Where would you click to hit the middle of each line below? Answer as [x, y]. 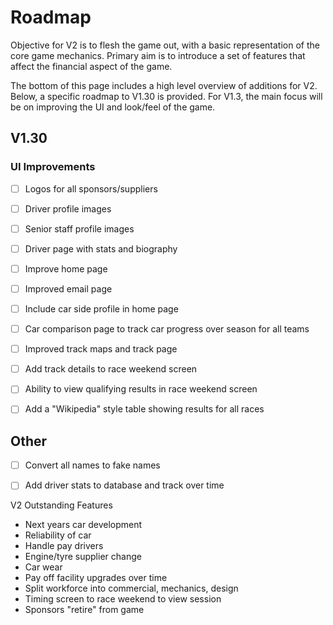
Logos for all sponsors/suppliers [91, 188]
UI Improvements [53, 167]
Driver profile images [68, 208]
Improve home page [66, 268]
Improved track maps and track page [101, 349]
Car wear [43, 567]
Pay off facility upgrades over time [96, 578]
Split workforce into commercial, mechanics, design [131, 588]
